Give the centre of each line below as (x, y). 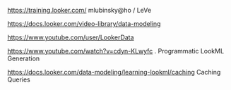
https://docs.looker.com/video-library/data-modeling (84, 24)
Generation (24, 58)
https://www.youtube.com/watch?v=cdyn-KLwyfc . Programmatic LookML (116, 51)
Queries (19, 79)
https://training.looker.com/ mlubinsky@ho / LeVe (79, 10)
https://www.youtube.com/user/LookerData (71, 37)
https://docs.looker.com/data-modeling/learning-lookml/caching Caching (114, 72)
